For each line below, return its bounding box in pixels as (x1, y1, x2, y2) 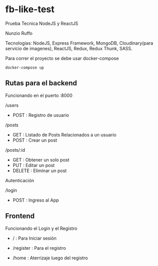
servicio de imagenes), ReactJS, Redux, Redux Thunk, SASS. (5, 45, 133, 51)
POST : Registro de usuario (12, 112, 69, 118)
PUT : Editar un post (12, 162, 55, 168)
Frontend (5, 212, 35, 220)
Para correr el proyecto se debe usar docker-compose (5, 55, 119, 61)
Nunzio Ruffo (5, 30, 33, 36)
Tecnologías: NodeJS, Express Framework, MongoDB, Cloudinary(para (5, 40, 153, 46)
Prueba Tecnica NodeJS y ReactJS (5, 20, 78, 26)
